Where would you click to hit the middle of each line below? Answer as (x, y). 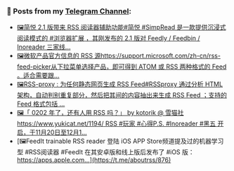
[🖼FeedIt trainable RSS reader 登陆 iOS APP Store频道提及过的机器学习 (120, 141)
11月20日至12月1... (61, 132)
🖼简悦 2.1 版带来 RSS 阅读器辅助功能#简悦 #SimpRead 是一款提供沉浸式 (121, 27)
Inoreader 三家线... (44, 47)
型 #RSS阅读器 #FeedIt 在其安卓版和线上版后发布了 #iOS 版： (105, 152)
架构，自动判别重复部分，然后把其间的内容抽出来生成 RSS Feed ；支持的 (122, 95)
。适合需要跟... (38, 76)
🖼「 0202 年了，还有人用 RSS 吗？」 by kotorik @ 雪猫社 (100, 113)
